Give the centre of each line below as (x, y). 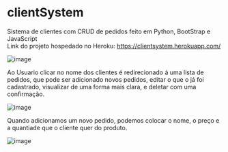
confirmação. (26, 94)
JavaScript (22, 38)
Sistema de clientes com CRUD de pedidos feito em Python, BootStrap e (109, 31)
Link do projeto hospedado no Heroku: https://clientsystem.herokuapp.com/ (114, 46)
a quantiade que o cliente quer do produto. (67, 127)
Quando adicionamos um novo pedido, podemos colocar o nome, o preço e (113, 120)
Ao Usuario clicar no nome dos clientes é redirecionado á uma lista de (105, 72)
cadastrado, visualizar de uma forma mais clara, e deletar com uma (102, 87)
